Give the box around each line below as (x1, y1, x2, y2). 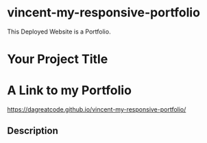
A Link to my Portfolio (7, 83, 132, 99)
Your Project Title (7, 51, 108, 67)
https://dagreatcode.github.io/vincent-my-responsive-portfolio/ (7, 105, 186, 114)
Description (7, 125, 58, 137)
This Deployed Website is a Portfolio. (7, 27, 111, 36)
